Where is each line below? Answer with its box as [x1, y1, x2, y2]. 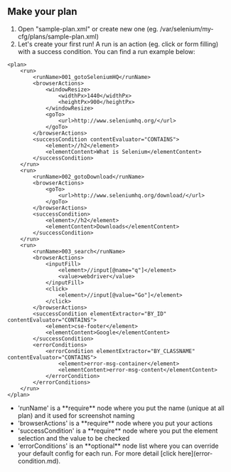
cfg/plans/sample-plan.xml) [17, 32, 100, 41]
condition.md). [17, 456, 61, 465]
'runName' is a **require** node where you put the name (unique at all [17, 404, 225, 412]
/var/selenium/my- [159, 24, 214, 33]
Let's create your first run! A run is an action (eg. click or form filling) [17, 39, 219, 48]
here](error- [177, 449, 213, 458]
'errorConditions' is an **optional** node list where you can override [17, 441, 219, 450]
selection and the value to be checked [17, 434, 130, 442]
